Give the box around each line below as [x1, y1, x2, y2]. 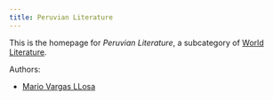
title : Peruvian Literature [9, 12, 114, 22]
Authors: [9, 64, 41, 74]
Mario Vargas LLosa [21, 81, 96, 91]
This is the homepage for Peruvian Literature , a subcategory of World [9, 37, 264, 48]
